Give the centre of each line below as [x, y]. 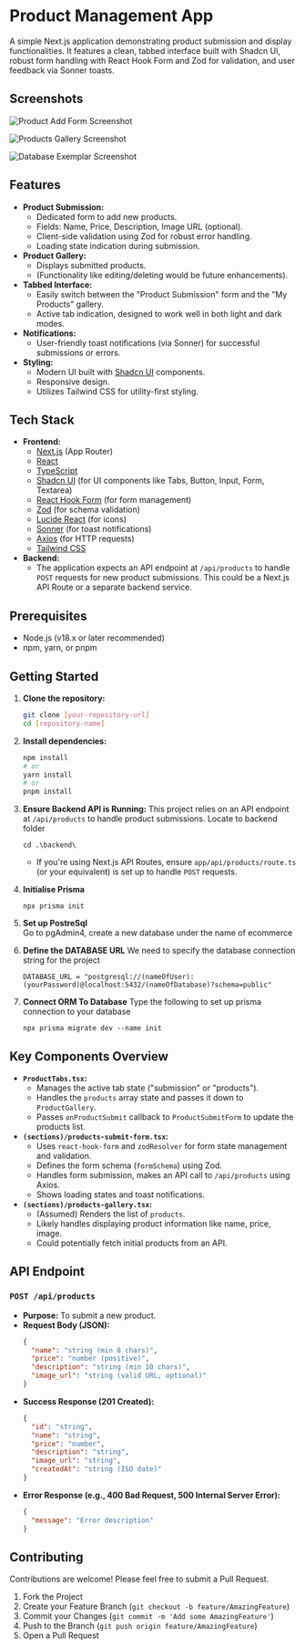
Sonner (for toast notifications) [94, 529]
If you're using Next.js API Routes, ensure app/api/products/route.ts [166, 862]
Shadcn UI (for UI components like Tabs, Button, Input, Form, [150, 481]
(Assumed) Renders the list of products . [111, 1214]
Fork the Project [53, 1597]
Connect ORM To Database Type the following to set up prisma [142, 1002]
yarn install [47, 775]
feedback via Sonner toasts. [62, 70]
